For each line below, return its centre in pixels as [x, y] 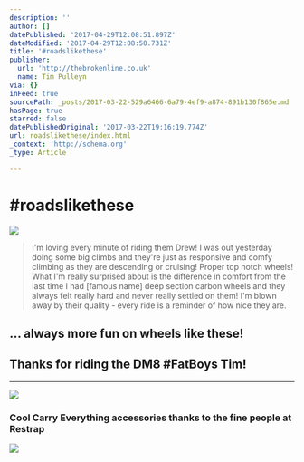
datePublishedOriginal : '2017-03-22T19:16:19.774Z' [109, 128]
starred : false [38, 119]
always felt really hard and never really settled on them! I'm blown [154, 295]
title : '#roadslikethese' [58, 52]
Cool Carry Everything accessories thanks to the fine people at [151, 418]
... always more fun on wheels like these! [127, 333]
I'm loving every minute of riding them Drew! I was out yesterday [152, 247]
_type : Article [38, 152]
